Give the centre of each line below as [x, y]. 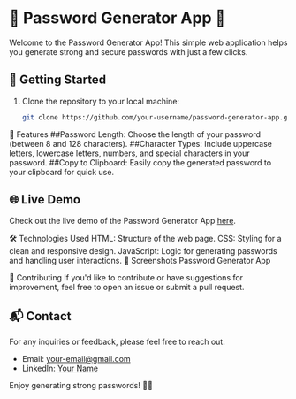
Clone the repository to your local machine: [100, 101]
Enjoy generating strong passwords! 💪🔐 [81, 386]
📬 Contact [40, 316]
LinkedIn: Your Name [60, 368]
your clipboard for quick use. [62, 172]
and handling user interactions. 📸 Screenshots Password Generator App [140, 261]
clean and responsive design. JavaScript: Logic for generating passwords [143, 251]
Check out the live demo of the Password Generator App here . [123, 221]
